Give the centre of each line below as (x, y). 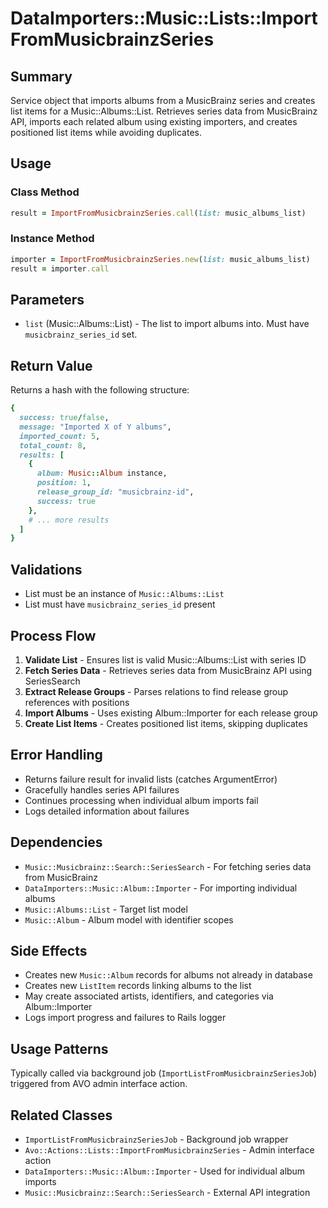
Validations (46, 569)
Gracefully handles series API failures (102, 789)
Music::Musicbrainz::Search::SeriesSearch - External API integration (167, 1193)
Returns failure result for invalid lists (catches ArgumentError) (151, 779)
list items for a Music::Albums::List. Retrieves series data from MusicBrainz (164, 111)
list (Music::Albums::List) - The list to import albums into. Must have (167, 324)
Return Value (51, 365)
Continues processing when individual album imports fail (141, 800)
